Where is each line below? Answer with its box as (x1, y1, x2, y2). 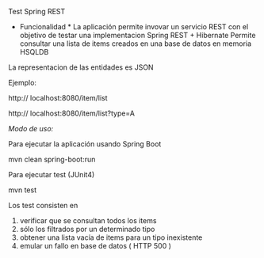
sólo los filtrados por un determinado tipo (19, 225, 155, 233)
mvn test (8, 185, 37, 195)
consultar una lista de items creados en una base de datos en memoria (19, 39, 252, 48)
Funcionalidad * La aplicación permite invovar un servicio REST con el (19, 22, 249, 31)
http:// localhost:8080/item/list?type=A (8, 108, 135, 118)
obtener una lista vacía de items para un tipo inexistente (19, 233, 203, 242)
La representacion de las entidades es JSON (8, 63, 154, 72)
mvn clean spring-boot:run (8, 154, 96, 164)
